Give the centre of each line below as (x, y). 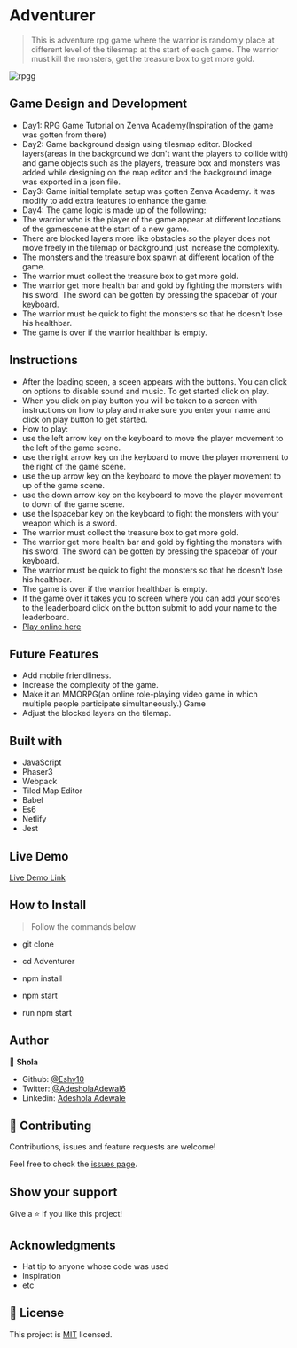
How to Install (48, 905)
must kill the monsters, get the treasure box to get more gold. (143, 58)
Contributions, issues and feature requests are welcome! (113, 1147)
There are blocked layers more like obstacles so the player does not (146, 238)
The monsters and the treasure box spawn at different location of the (148, 257)
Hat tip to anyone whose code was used (95, 1266)
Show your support (63, 1192)
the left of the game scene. (71, 448)
